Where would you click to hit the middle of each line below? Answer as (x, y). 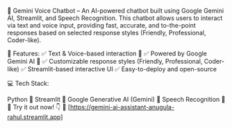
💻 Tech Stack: (28, 83)
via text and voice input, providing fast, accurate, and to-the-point (101, 25)
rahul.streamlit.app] (35, 117)
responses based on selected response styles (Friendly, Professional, (107, 33)
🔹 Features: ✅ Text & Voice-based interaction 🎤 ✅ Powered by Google (107, 53)
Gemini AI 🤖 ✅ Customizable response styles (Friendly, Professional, (105, 61)
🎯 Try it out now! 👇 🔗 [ (39, 107)
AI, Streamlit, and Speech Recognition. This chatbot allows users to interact (115, 18)
